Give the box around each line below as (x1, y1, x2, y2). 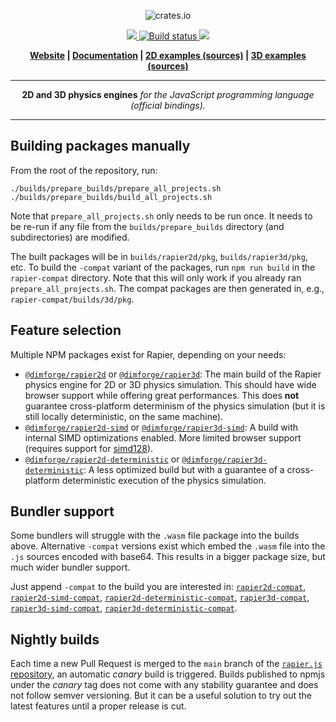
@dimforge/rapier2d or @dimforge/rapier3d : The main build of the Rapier (24, 368, 322, 380)
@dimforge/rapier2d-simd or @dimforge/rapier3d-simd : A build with (24, 421, 299, 433)
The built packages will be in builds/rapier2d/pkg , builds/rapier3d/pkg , (10, 250, 308, 262)
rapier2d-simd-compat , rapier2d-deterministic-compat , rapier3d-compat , (10, 591, 310, 604)
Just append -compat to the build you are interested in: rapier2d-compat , (10, 581, 307, 593)
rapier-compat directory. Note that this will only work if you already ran (10, 271, 302, 284)
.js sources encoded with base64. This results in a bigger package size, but (10, 551, 326, 563)
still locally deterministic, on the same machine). (24, 410, 224, 422)
